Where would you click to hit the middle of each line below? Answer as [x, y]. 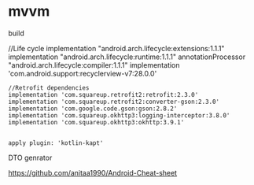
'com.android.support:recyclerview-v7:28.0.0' [83, 73]
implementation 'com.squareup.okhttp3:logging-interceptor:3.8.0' [119, 115]
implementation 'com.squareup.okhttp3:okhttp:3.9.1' [96, 122]
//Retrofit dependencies [49, 88]
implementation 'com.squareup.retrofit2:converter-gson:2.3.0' [114, 102]
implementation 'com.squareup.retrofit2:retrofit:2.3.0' [103, 94]
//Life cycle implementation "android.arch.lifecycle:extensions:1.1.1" [116, 48]
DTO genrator [30, 157]
